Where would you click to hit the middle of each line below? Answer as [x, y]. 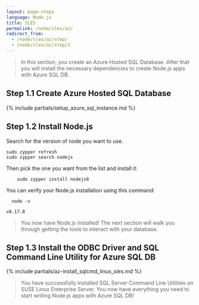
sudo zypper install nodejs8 [53, 179]
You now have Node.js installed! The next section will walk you [97, 223]
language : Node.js [29, 17]
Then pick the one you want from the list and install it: [72, 168]
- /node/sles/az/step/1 [41, 45]
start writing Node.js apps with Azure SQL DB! [77, 295]
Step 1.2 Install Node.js [50, 127]
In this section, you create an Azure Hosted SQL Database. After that [105, 62]
